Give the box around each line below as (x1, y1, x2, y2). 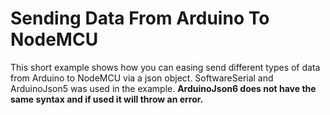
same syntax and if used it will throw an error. (10, 93, 204, 105)
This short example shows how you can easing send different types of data (10, 61, 321, 73)
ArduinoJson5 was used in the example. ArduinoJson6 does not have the (10, 82, 317, 94)
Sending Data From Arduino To (10, 7, 270, 30)
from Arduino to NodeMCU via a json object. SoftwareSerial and (10, 72, 274, 84)
